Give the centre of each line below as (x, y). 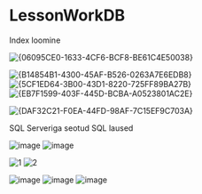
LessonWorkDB (67, 16)
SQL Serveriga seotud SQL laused (71, 128)
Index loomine (35, 40)
